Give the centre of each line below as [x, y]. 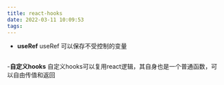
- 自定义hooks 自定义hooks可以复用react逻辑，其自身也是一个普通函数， [109, 67]
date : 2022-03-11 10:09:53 [46, 20]
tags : [15, 26]
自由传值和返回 [34, 75]
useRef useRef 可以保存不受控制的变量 [72, 46]
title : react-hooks [35, 13]
